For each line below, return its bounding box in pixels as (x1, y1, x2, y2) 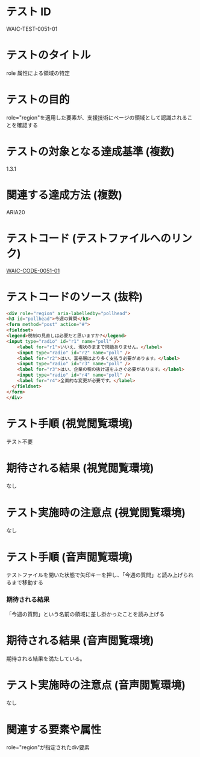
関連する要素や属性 (6, 723, 102, 736)
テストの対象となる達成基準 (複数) (6, 145, 175, 158)
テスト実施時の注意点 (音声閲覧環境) (6, 678, 186, 692)
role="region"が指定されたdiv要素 (6, 744, 90, 751)
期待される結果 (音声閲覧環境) (6, 634, 154, 647)
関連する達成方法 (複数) (6, 188, 122, 202)
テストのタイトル (6, 48, 92, 62)
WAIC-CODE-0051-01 (6, 267, 60, 274)
